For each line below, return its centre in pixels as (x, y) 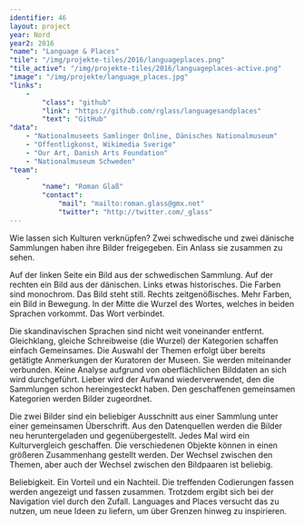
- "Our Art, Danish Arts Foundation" (97, 153)
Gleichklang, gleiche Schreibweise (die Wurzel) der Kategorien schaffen (144, 341)
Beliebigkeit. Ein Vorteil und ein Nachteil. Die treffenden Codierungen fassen (152, 481)
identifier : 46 (38, 18)
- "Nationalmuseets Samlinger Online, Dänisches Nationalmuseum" (152, 136)
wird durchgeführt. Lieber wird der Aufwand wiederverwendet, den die (142, 379)
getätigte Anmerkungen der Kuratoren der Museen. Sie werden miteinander (151, 360)
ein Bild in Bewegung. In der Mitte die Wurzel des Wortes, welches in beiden (152, 303)
